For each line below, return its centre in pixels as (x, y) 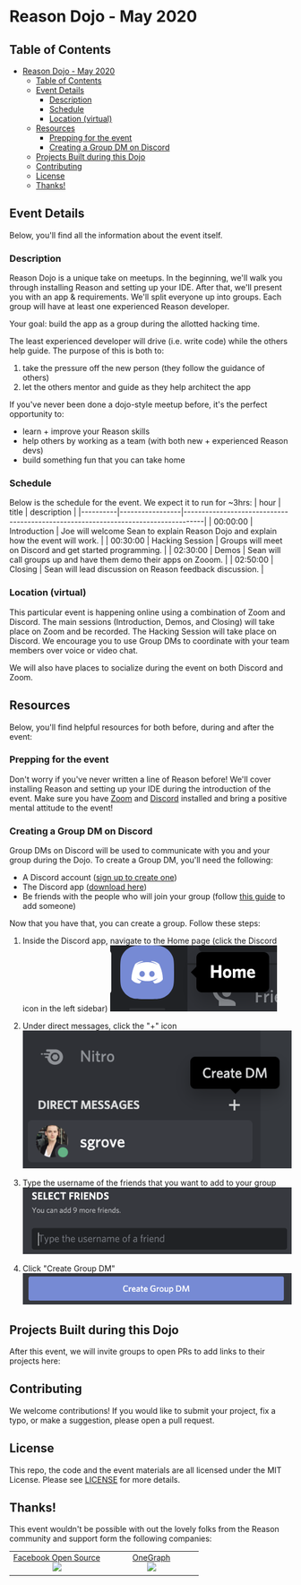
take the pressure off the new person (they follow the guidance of (144, 368)
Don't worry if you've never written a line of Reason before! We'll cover (140, 779)
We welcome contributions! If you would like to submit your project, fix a (142, 1410)
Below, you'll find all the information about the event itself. (116, 235)
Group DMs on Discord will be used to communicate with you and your (140, 851)
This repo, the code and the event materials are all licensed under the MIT (146, 1470)
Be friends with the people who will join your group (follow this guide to (154, 896)
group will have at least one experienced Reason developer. (120, 307)
